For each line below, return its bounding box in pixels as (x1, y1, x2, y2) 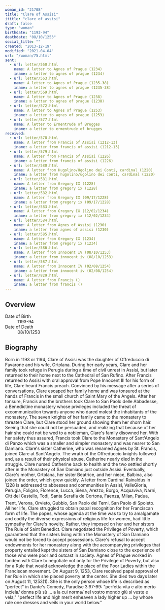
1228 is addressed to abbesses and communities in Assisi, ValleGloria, (5, 482, 148, 488)
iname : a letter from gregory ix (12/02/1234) (14, 213, 111, 218)
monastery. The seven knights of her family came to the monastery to (5, 414, 147, 420)
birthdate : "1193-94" (5, 30, 50, 35)
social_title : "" (5, 39, 41, 44)
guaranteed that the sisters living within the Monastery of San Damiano (5, 531, 149, 537)
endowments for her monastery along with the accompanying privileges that (5, 542, 160, 547)
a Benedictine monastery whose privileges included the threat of (5, 404, 136, 409)
